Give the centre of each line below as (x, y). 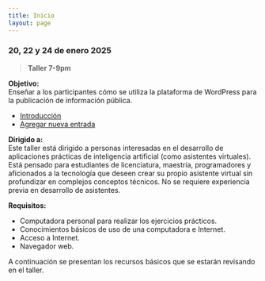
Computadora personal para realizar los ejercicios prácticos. (118, 221)
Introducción (40, 115)
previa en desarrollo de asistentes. (64, 190)
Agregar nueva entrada (57, 124)
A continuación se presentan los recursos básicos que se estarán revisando (132, 261)
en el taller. (26, 270)
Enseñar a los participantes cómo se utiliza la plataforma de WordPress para (132, 91)
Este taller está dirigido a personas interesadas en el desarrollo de (116, 148)
